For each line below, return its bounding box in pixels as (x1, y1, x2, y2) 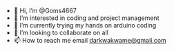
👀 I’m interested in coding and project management (13, 14, 159, 22)
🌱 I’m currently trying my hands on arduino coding (13, 21, 157, 29)
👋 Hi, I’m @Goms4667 (13, 7, 77, 14)
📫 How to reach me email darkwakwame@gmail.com (13, 37, 167, 44)
